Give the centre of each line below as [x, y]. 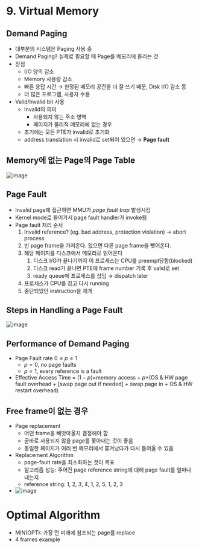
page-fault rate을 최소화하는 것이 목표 [69, 462]
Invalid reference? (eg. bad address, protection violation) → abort [105, 232]
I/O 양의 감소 [39, 71]
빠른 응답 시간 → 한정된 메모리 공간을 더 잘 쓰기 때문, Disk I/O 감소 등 [105, 87]
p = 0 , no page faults [50, 365]
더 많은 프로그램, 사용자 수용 [57, 94]
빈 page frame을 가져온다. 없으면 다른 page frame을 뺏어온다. [98, 245]
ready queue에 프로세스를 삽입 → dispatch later [91, 275]
